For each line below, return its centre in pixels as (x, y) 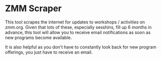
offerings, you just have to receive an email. (49, 52)
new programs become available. (39, 38)
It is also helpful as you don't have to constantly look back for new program (81, 47)
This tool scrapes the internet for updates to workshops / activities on (75, 22)
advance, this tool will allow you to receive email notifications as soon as (78, 32)
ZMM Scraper (33, 9)
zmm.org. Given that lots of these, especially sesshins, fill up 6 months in (79, 27)
